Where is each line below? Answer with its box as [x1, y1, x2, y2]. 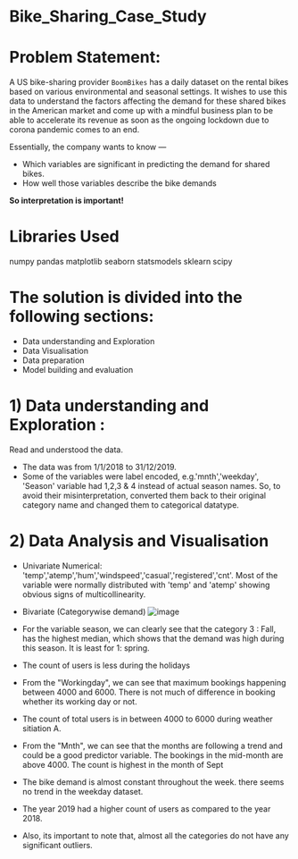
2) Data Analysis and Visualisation [9, 531, 269, 552]
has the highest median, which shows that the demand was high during [21, 633, 285, 644]
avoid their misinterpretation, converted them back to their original [21, 490, 266, 501]
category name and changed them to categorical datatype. [21, 499, 239, 510]
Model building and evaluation [21, 365, 134, 375]
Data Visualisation [21, 346, 89, 356]
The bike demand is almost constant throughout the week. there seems [21, 776, 285, 787]
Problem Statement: [9, 47, 161, 68]
